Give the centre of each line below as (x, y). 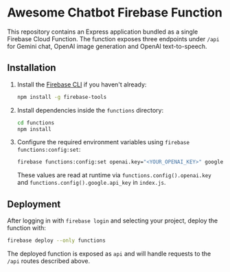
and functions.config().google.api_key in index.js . (91, 183)
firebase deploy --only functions (57, 241)
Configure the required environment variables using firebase (103, 142)
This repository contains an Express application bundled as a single (103, 32)
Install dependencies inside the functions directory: (90, 110)
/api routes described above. (49, 261)
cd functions (36, 123)
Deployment (34, 204)
